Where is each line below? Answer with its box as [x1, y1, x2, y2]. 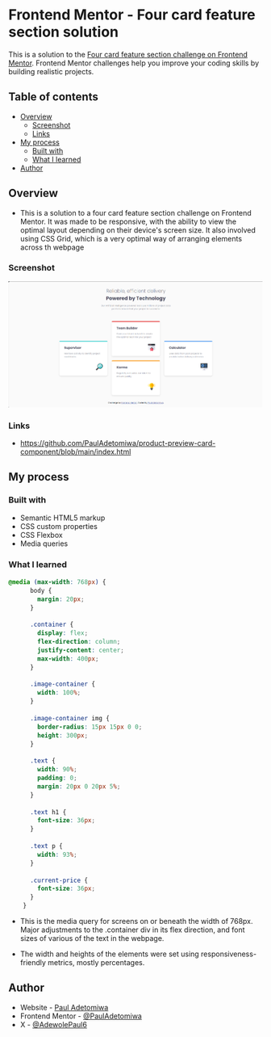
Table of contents [8, 90, 98, 104]
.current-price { [29, 876, 89, 884]
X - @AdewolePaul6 [19, 1019, 87, 1029]
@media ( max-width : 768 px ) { [8, 577, 106, 586]
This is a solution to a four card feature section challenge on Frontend [19, 208, 252, 217]
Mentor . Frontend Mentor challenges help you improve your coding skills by [8, 58, 260, 68]
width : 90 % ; [37, 766, 78, 774]
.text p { [29, 842, 63, 850]
